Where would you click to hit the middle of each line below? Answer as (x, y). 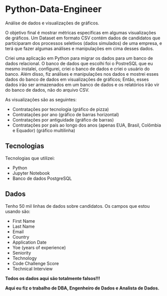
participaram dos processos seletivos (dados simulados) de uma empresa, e (83, 43)
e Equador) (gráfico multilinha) (44, 130)
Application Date (29, 242)
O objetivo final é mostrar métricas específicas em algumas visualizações (81, 32)
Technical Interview (32, 269)
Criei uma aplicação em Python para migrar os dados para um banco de (79, 58)
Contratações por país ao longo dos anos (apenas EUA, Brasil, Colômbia (86, 125)
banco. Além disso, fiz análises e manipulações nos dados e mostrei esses (82, 74)
